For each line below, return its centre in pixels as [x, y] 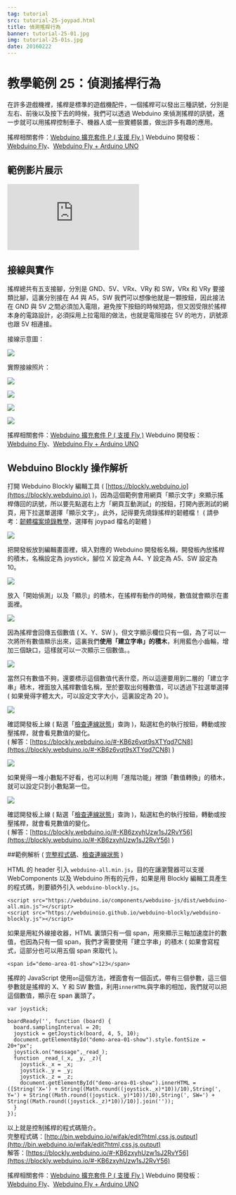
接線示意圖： [26, 338]
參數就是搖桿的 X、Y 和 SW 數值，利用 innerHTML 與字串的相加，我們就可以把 [117, 987]
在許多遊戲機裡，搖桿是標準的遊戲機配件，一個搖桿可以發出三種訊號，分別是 [118, 104]
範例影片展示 [35, 170]
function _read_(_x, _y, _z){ [58, 1058]
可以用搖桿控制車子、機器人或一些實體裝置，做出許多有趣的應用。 [121, 122]
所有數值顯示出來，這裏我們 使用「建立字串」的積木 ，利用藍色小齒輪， [121, 642]
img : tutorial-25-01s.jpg [45, 40]
